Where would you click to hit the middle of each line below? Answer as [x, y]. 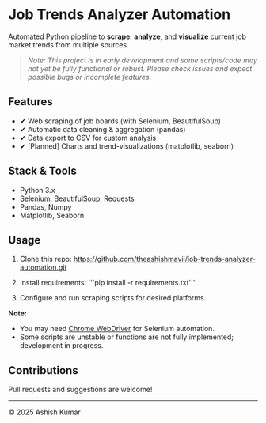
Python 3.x [37, 190]
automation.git [43, 267]
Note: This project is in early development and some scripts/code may [142, 60]
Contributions [43, 370]
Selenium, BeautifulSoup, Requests [77, 198]
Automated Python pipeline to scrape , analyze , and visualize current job [127, 36]
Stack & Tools [42, 171]
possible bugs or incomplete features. [89, 77]
